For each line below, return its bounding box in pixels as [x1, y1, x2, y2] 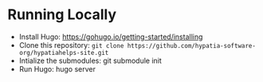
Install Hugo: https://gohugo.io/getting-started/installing [18, 32, 203, 41]
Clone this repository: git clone [18, 40, 124, 49]
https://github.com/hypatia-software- [127, 41, 257, 49]
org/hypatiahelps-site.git [18, 49, 109, 57]
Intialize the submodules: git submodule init [18, 56, 163, 65]
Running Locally [7, 6, 117, 24]
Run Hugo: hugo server [18, 64, 96, 73]
